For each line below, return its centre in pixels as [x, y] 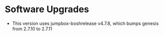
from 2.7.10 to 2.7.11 [32, 28]
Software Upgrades [47, 9]
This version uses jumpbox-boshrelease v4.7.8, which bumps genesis [85, 23]
